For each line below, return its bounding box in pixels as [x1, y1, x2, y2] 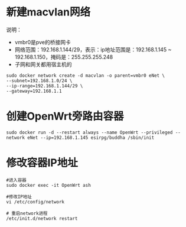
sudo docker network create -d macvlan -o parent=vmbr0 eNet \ [6, 72, 165, 79]
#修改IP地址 [6, 193, 32, 200]
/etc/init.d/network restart [6, 215, 78, 222]
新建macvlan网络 [6, 5, 90, 19]
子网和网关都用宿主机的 [14, 60, 72, 68]
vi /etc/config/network [6, 199, 65, 205]
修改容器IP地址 [6, 156, 79, 170]
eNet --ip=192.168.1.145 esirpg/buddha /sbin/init [27, 134, 155, 141]
